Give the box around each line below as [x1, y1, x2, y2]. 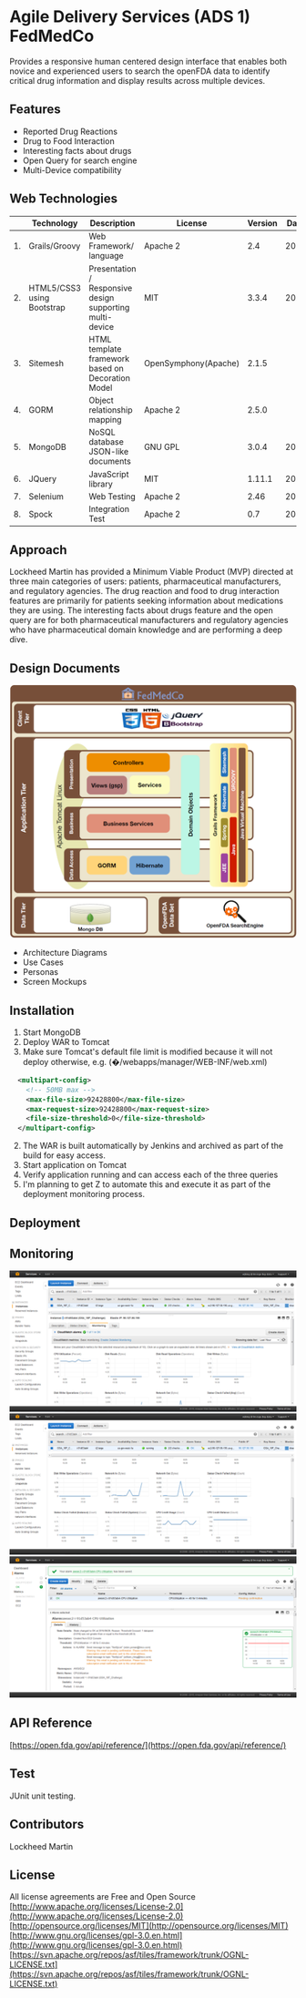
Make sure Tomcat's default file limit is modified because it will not [22, 1046, 273, 1057]
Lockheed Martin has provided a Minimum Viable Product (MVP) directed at [9, 567, 294, 578]
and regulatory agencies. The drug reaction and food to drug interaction [9, 586, 280, 597]
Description [89, 218, 136, 229]
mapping [88, 415, 122, 425]
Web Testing [88, 490, 137, 502]
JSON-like [88, 446, 129, 457]
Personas [22, 967, 59, 978]
